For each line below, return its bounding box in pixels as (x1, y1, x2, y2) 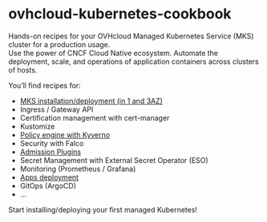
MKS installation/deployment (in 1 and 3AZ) (19, 96, 163, 105)
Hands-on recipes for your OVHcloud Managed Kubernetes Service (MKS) (8, 31, 254, 41)
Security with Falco (19, 138, 84, 148)
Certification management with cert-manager (19, 113, 170, 122)
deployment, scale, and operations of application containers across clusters (8, 57, 259, 66)
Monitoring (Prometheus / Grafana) (19, 164, 136, 173)
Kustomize (19, 121, 55, 131)
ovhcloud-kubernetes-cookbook (8, 5, 232, 23)
